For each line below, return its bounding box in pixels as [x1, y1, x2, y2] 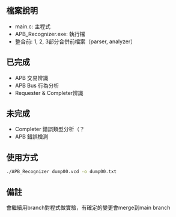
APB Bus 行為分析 [14, 82, 59, 89]
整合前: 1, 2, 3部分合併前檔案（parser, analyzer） [14, 38, 136, 45]
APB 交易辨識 [14, 74, 49, 81]
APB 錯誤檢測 [14, 133, 49, 140]
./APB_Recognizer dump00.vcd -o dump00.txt [6, 169, 117, 175]
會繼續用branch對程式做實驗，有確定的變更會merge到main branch [6, 204, 171, 211]
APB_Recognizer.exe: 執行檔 [14, 30, 85, 37]
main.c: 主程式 [14, 23, 51, 30]
